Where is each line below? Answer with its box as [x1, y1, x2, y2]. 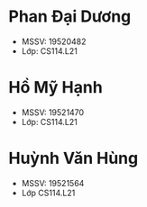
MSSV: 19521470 [21, 106, 85, 118]
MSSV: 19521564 [21, 177, 85, 188]
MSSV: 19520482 [21, 36, 87, 47]
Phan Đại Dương [8, 6, 132, 27]
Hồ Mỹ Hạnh [8, 77, 103, 98]
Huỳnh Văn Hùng [8, 148, 139, 168]
